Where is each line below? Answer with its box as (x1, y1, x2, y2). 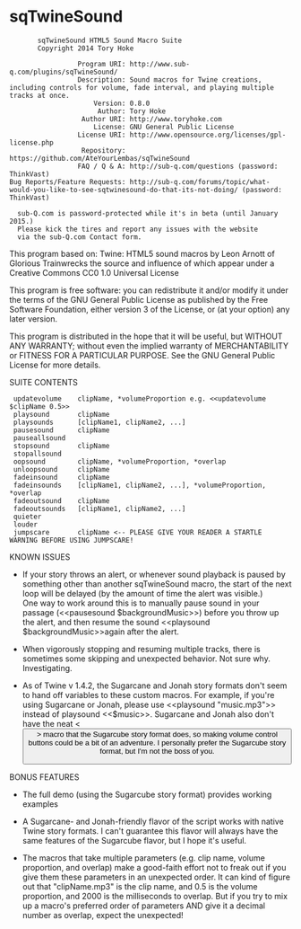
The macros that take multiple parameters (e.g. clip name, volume (21, 853, 266, 863)
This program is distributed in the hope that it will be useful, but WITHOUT (9, 331, 283, 341)
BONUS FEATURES (9, 772, 80, 783)
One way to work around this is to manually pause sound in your (21, 597, 260, 608)
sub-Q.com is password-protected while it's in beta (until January (17, 208, 279, 217)
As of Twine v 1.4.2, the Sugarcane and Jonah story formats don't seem (21, 680, 288, 691)
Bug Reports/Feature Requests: (9, 177, 126, 186)
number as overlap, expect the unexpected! (21, 910, 184, 921)
